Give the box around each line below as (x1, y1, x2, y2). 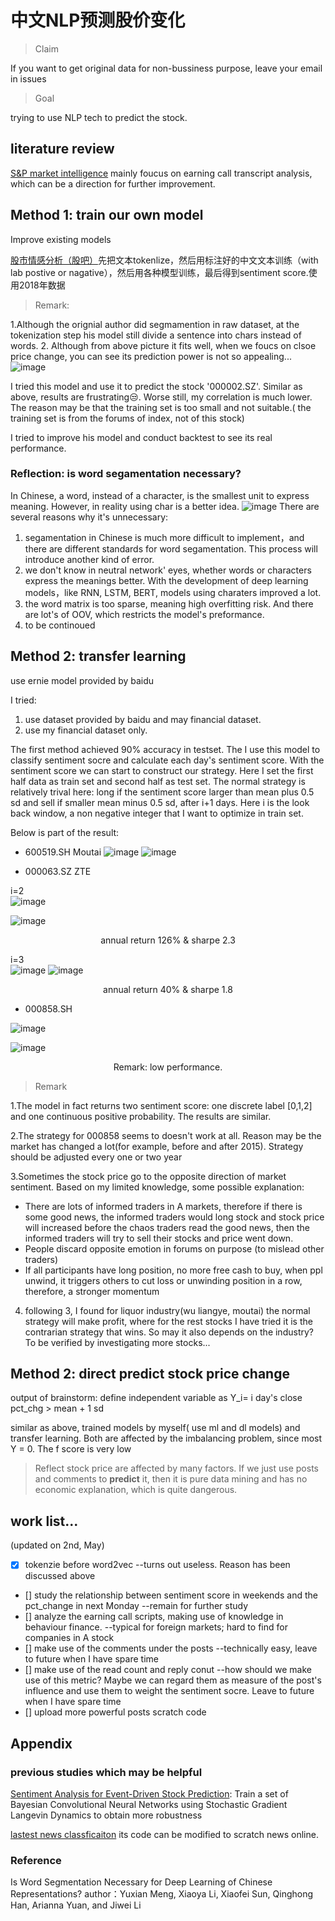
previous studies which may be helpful (10, 1765, 203, 1779)
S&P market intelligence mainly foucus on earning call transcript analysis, (10, 167, 313, 179)
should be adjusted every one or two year (10, 1151, 183, 1163)
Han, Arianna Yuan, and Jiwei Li (10, 1899, 142, 1911)
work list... (10, 1512, 79, 1530)
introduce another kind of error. (24, 553, 155, 565)
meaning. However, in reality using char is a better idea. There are (10, 500, 320, 512)
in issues (10, 72, 47, 85)
